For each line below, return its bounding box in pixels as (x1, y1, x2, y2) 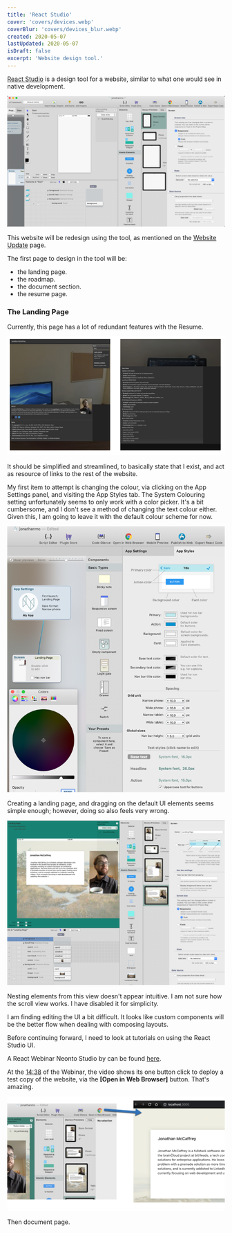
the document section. (17, 282, 81, 291)
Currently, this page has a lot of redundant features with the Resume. (7, 322, 204, 331)
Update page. (7, 241, 46, 249)
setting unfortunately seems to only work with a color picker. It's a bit (7, 497, 204, 506)
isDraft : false (7, 48, 51, 55)
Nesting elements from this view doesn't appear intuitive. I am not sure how (7, 992, 222, 1000)
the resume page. (17, 290, 68, 298)
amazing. (7, 1082, 33, 1090)
